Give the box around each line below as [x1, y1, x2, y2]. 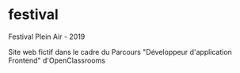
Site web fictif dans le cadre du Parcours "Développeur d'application [8, 47, 232, 56]
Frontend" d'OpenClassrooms [8, 56, 105, 65]
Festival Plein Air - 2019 [8, 32, 86, 41]
